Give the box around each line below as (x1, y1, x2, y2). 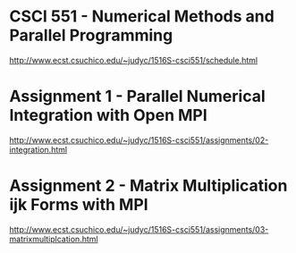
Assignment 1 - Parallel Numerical (9, 87, 266, 106)
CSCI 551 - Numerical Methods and (9, 6, 275, 27)
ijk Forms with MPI (9, 195, 149, 215)
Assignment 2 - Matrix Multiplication (9, 176, 288, 196)
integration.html (9, 144, 68, 155)
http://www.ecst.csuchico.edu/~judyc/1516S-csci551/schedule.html (9, 55, 258, 65)
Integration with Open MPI (9, 105, 207, 126)
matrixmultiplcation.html (9, 233, 98, 244)
